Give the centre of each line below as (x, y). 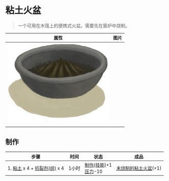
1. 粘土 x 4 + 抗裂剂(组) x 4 (36, 168)
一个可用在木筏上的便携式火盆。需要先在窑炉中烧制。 (74, 26)
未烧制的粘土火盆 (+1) (139, 168)
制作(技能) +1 (98, 165)
